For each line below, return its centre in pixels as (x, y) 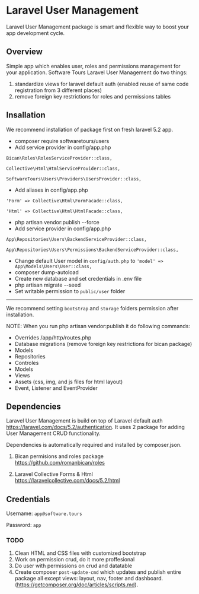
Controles (27, 363)
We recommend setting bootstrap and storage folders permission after (92, 308)
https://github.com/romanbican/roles (60, 463)
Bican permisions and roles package (59, 456)
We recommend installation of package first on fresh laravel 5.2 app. (90, 129)
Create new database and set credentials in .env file (78, 278)
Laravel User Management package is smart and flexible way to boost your (98, 27)
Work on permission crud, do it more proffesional (75, 560)
